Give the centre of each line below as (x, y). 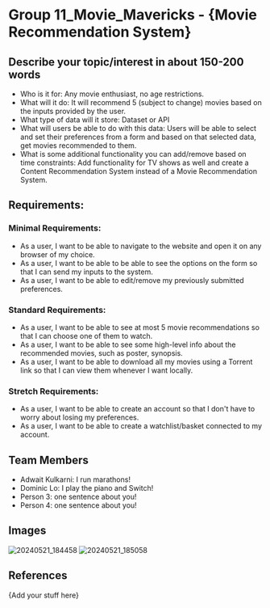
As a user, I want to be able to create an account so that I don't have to (137, 409)
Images (27, 531)
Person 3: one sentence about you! (78, 497)
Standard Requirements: (57, 310)
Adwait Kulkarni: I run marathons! (75, 479)
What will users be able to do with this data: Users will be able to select (138, 128)
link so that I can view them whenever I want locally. (106, 370)
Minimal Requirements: (55, 228)
